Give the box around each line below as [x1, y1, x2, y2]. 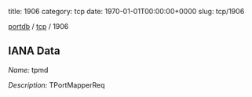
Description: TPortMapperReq [8, 80, 105, 89]
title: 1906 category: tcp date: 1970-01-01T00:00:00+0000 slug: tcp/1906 [8, 7, 245, 16]
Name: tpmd [8, 65, 49, 74]
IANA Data [8, 45, 60, 58]
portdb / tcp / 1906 [8, 22, 69, 31]
